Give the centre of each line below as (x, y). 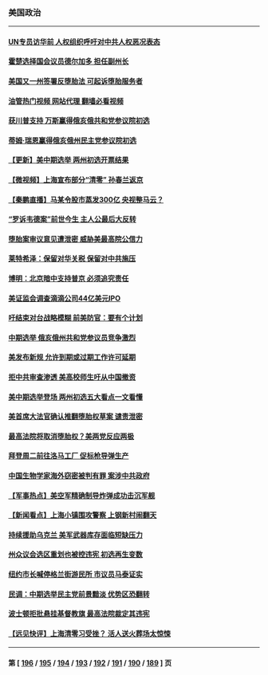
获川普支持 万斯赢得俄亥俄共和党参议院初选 (79, 120)
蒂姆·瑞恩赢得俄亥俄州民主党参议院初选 (73, 140)
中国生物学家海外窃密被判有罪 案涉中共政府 (79, 475)
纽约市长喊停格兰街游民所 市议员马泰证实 (76, 574)
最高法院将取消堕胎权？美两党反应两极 (71, 436)
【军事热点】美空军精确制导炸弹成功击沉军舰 (82, 495)
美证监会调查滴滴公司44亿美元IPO (65, 298)
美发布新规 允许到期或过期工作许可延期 (72, 357)
